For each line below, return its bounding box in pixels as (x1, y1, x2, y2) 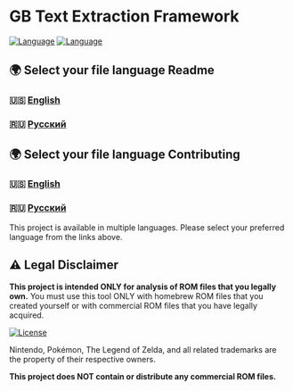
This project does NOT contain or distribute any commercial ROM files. (9, 370, 276, 381)
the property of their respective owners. (9, 354, 156, 364)
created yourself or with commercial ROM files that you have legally (9, 300, 258, 311)
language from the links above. (9, 231, 123, 242)
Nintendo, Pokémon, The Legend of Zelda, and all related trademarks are (9, 344, 277, 354)
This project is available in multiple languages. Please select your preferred (9, 221, 285, 233)
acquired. (9, 310, 45, 320)
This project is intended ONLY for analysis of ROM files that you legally (9, 281, 277, 292)
